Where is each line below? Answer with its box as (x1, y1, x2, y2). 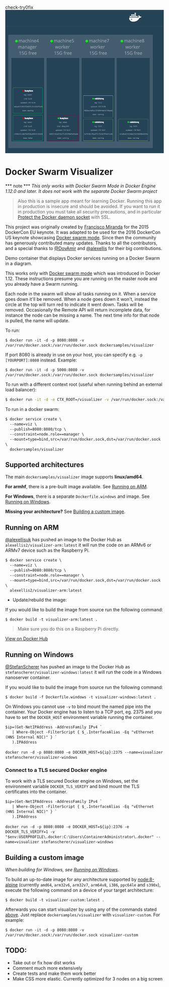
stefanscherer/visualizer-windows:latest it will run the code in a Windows (5, 669, 162, 675)
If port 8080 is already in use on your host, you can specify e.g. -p (5, 351, 143, 357)
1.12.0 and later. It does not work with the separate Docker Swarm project (5, 188, 157, 194)
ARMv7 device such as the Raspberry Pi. (5, 547, 90, 553)
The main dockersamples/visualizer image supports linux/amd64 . (5, 474, 143, 480)
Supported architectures (5, 460, 84, 469)
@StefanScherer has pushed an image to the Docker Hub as (5, 663, 130, 669)
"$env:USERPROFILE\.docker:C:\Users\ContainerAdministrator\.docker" (5, 835, 154, 840)
